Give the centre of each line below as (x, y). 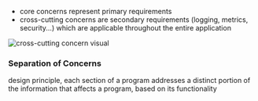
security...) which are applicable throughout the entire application (125, 28)
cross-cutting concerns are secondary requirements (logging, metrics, (134, 20)
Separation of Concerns (55, 63)
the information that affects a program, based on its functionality (113, 88)
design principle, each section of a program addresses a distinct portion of (129, 81)
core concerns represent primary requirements (96, 11)
